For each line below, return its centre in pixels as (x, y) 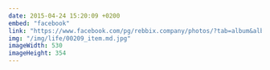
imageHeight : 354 (37, 53)
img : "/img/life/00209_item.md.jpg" (70, 38)
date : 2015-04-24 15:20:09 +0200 (64, 16)
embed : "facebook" (39, 23)
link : (17, 31)
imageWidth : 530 (35, 46)
